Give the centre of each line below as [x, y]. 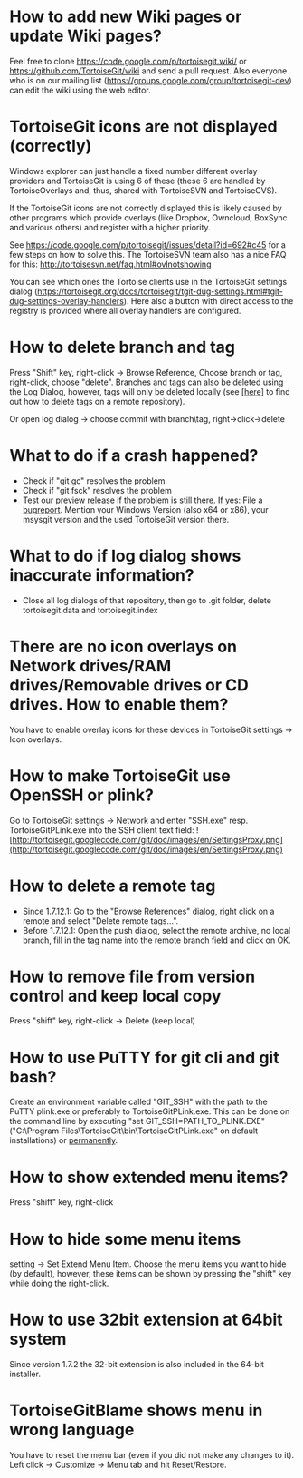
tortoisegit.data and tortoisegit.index [90, 610]
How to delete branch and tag [123, 347]
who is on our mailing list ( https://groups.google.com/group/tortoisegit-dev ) [151, 80]
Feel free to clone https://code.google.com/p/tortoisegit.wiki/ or [128, 61]
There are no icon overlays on [123, 646]
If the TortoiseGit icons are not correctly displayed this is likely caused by [146, 208]
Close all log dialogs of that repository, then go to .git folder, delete [147, 600]
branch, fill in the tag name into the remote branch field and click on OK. [156, 940]
